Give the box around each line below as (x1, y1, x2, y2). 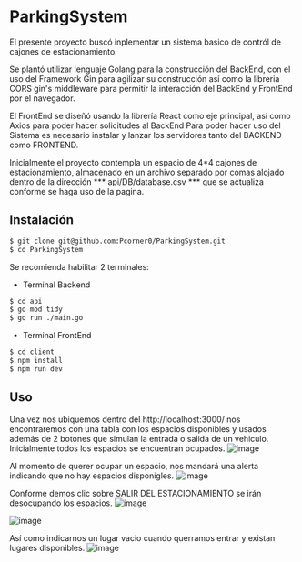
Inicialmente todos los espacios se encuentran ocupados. (9, 443, 226, 454)
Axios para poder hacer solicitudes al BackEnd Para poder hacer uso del (9, 120, 281, 131)
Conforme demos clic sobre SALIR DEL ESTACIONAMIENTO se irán (9, 487, 262, 498)
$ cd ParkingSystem (9, 245, 84, 254)
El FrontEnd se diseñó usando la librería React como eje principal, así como (9, 110, 291, 121)
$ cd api (9, 296, 43, 306)
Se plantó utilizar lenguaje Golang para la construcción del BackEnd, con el (9, 64, 291, 75)
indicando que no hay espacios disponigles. (9, 470, 175, 481)
